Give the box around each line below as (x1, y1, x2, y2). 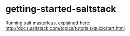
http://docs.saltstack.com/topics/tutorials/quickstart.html (5, 25, 125, 31)
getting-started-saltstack (5, 3, 116, 15)
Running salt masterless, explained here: (5, 20, 91, 26)
